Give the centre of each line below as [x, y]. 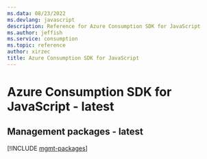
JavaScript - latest [61, 106]
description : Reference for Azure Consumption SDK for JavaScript [104, 26]
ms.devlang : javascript [41, 20]
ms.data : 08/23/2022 [37, 13]
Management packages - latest [75, 132]
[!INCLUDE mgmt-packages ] [47, 148]
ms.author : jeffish [35, 33]
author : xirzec [29, 52]
